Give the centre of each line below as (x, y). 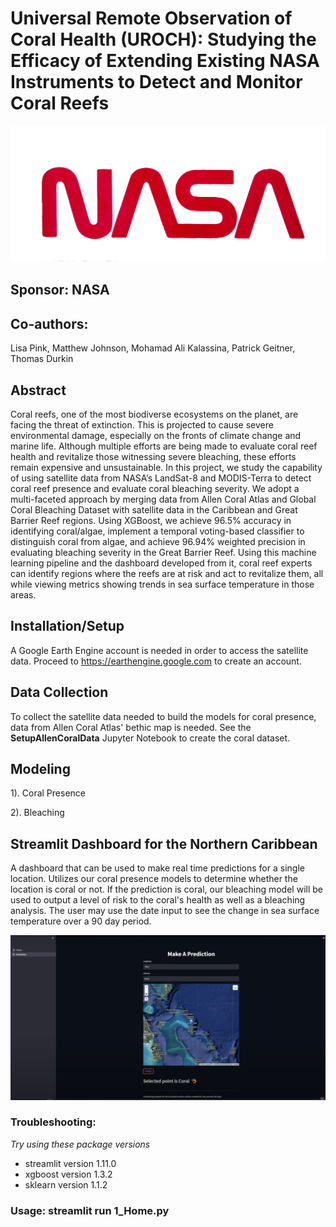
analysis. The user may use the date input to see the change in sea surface (165, 911)
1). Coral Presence (48, 793)
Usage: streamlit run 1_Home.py (90, 1210)
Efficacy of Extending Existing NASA (165, 61)
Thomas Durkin (42, 359)
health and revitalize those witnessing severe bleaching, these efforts (153, 456)
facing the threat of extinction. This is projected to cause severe (142, 424)
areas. (23, 594)
